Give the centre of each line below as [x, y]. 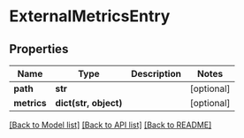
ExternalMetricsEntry [90, 16]
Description [156, 74]
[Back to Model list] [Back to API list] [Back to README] [111, 125]
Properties [39, 49]
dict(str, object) [89, 103]
